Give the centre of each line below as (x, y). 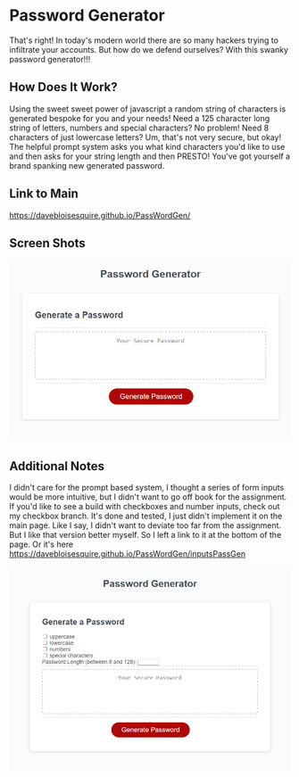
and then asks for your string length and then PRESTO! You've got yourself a (150, 156)
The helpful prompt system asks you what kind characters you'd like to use (147, 146)
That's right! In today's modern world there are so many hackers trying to (144, 40)
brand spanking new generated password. (87, 165)
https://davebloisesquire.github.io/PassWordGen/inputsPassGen (128, 554)
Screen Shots (48, 243)
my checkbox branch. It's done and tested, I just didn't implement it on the (146, 516)
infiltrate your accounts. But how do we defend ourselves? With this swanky (149, 49)
